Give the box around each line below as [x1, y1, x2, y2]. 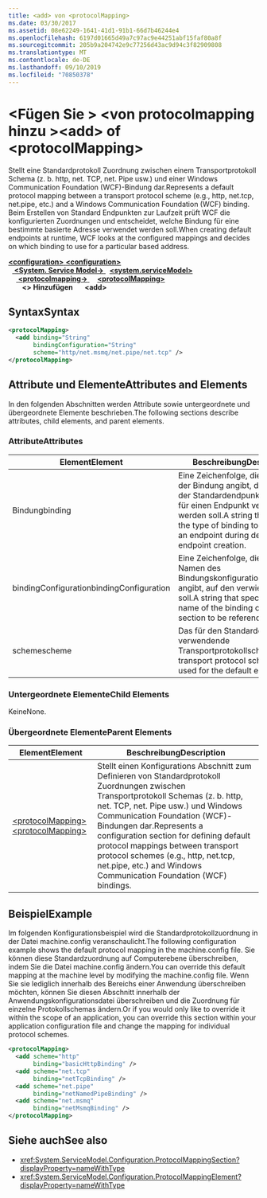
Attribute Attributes [8, 435, 83, 447]
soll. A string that [178, 592, 239, 603]
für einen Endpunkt [178, 499, 250, 510]
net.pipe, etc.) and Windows [97, 860, 203, 872]
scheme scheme [12, 645, 72, 656]
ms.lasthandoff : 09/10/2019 [8, 64, 102, 72]
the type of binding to [178, 519, 259, 530]
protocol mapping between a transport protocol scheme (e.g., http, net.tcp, [8, 190, 254, 200]
